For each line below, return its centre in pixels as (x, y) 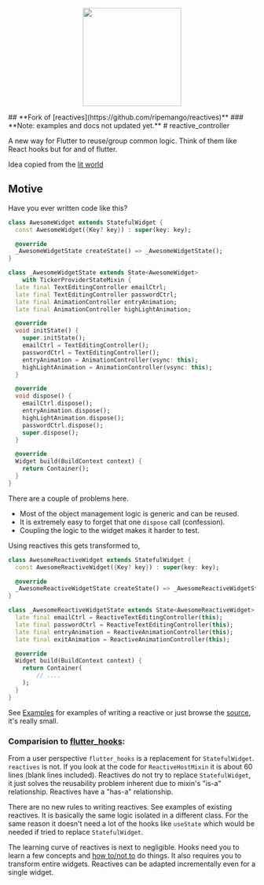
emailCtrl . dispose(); (57, 404)
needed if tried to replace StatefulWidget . (76, 832)
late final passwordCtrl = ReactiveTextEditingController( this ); (125, 625)
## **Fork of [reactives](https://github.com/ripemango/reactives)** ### (126, 117)
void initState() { (47, 331)
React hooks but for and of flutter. (63, 149)
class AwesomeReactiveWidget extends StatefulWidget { (100, 560)
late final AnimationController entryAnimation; (96, 302)
